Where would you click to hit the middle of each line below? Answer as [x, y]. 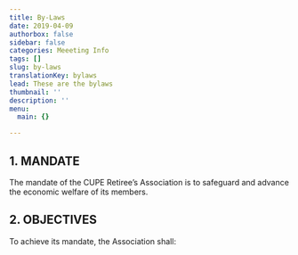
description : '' [39, 100]
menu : [19, 109]
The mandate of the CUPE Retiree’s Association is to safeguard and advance [149, 182]
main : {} [33, 117]
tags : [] [25, 59]
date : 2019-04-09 [41, 26]
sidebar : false [37, 42]
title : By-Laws [37, 17]
